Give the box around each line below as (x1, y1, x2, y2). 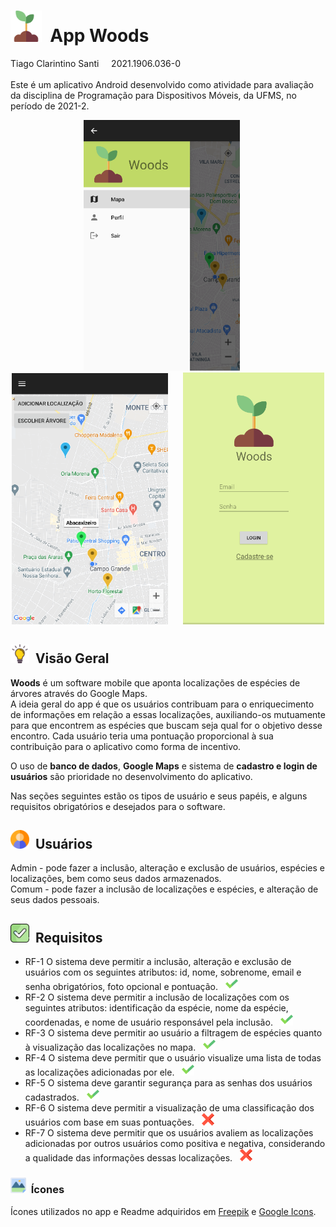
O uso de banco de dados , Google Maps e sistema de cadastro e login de (10, 760, 318, 772)
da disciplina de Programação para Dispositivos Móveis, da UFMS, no (10, 89, 297, 101)
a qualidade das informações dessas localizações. (24, 1152, 233, 1164)
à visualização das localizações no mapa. (24, 1041, 197, 1054)
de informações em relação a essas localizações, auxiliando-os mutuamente (10, 708, 326, 720)
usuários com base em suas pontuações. (24, 1116, 195, 1129)
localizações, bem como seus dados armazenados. (10, 873, 222, 885)
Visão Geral (34, 650, 110, 667)
